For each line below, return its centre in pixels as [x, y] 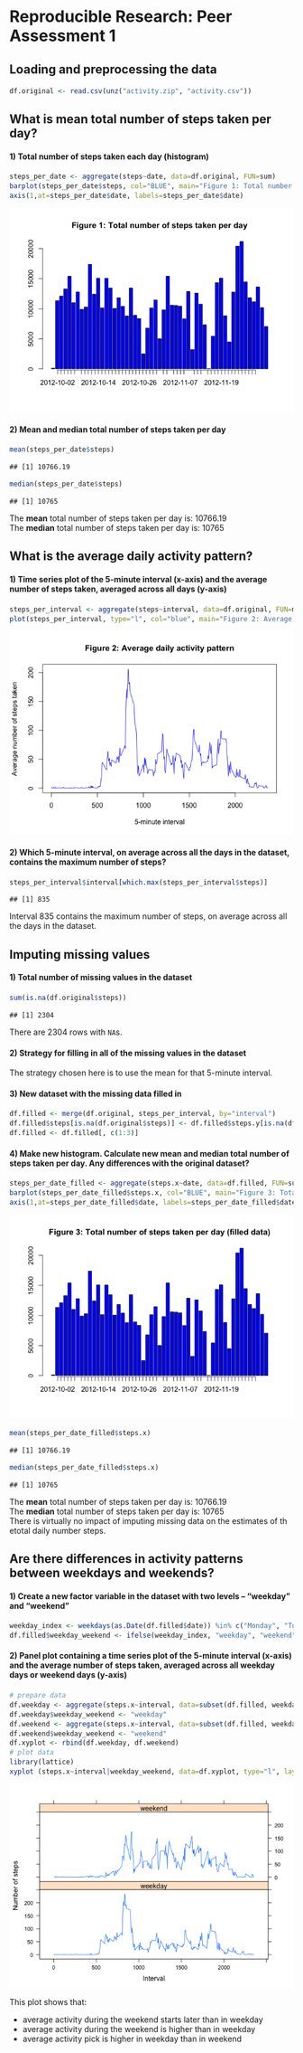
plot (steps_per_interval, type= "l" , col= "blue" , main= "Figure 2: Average [151, 619]
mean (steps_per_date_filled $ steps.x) [80, 1433]
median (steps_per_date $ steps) [66, 484]
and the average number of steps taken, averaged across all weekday [142, 1665]
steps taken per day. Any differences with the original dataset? [129, 1163]
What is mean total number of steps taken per [141, 119]
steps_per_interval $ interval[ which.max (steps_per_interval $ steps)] [139, 882]
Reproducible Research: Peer [121, 17]
